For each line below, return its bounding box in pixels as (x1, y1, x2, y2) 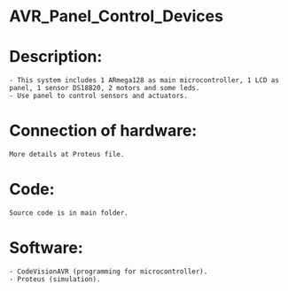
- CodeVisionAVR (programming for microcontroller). (9, 267, 208, 276)
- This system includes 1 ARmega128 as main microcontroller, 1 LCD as (9, 76, 279, 85)
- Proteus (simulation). (9, 274, 101, 284)
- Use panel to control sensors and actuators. (9, 91, 189, 101)
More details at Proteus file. (9, 150, 125, 159)
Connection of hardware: (9, 121, 198, 141)
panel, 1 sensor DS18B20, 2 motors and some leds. (9, 84, 200, 93)
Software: (9, 238, 84, 258)
